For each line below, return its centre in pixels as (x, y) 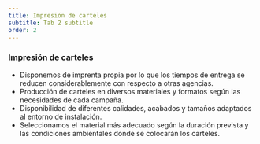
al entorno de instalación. (61, 116)
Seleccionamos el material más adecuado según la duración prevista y (134, 125)
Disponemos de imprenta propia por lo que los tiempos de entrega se (132, 75)
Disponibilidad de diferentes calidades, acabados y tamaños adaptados (136, 108)
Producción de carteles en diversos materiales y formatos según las (130, 91)
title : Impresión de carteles (58, 15)
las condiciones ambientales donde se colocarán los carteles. (120, 133)
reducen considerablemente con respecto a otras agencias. (117, 83)
